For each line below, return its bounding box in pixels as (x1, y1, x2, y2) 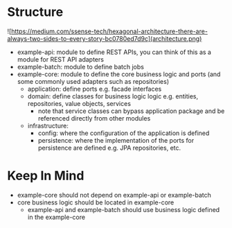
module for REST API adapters (17, 55, 104, 63)
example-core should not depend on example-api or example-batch (17, 191, 211, 199)
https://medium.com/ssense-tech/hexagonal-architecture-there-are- (11, 27, 208, 35)
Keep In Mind (7, 168, 84, 184)
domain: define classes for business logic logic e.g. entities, (27, 91, 199, 100)
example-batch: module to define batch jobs (17, 62, 144, 71)
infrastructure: (27, 121, 69, 130)
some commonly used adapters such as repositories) (17, 77, 170, 85)
